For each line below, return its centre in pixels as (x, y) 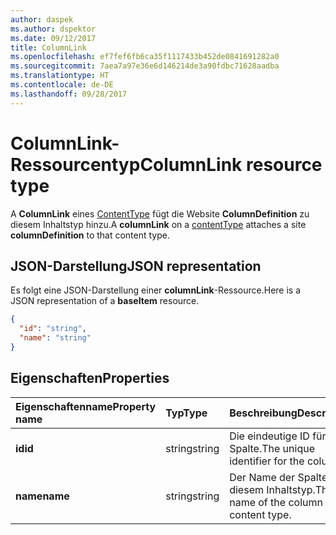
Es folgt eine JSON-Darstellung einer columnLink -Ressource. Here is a (156, 290)
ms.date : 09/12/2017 (53, 38)
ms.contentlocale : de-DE (62, 85)
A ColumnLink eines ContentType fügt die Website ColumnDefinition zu (160, 213)
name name (42, 496)
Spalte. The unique (272, 448)
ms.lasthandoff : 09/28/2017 (69, 94)
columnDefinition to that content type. (90, 235)
